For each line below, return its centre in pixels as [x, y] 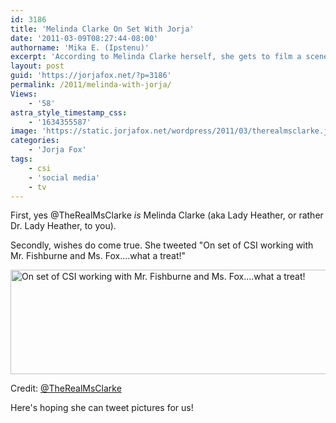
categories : [35, 141]
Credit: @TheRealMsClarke [66, 388]
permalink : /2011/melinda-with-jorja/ [91, 85]
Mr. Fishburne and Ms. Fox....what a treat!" [98, 256]
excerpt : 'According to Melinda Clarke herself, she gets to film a [156, 57]
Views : [24, 94]
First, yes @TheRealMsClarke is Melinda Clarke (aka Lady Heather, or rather [167, 215]
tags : [21, 159]
